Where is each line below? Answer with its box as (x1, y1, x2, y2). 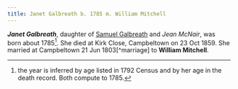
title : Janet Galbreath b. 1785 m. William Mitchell (7, 10, 166, 18)
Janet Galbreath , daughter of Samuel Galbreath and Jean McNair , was (7, 30, 216, 38)
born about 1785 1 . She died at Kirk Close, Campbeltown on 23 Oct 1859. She (7, 37, 230, 47)
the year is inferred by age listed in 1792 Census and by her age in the (17, 66, 222, 75)
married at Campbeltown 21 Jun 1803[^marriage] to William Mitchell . (7, 46, 209, 54)
